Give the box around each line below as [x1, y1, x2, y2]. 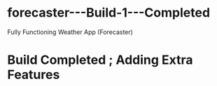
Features [7, 67, 60, 83]
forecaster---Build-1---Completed [7, 5, 211, 21]
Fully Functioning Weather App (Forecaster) [7, 28, 133, 36]
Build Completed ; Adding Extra [7, 52, 194, 68]
